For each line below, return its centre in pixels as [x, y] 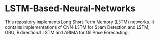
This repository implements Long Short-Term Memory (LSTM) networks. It [80, 22]
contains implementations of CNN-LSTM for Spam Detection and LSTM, [77, 27]
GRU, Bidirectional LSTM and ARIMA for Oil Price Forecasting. [67, 32]
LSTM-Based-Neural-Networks [70, 9]
